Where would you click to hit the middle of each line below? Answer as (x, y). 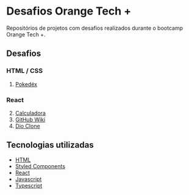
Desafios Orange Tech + (69, 11)
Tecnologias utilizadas (50, 145)
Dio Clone (28, 126)
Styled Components (40, 166)
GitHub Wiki (30, 119)
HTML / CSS (25, 71)
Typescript (29, 185)
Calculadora (30, 113)
